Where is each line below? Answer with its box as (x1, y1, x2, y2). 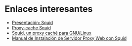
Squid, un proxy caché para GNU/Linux (11, 30, 92, 36)
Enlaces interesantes (4, 3, 93, 15)
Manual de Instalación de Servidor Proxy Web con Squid (11, 35, 127, 41)
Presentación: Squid (11, 20, 53, 25)
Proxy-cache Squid (11, 24, 51, 30)
